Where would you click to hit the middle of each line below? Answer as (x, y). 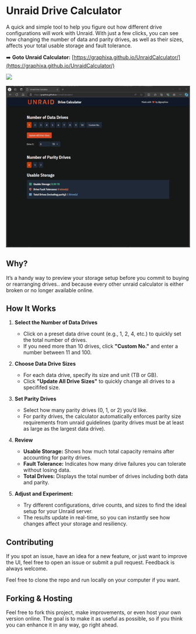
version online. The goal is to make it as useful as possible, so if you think (94, 619)
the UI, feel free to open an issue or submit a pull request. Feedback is (90, 563)
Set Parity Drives (35, 399)
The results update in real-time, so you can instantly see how (97, 518)
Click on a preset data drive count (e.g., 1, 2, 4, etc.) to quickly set (102, 334)
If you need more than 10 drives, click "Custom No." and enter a (101, 347)
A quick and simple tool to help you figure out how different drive (84, 27)
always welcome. (27, 569)
